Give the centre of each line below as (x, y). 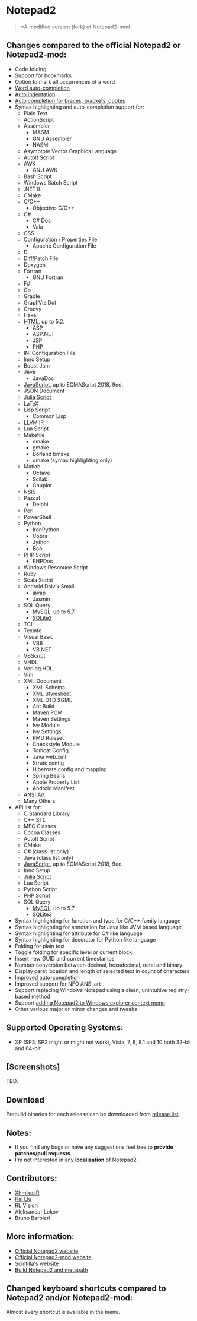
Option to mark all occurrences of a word (65, 81)
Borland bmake (51, 454)
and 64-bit (28, 1048)
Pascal (32, 498)
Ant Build (43, 706)
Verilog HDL (38, 668)
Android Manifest (54, 788)
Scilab (40, 479)
